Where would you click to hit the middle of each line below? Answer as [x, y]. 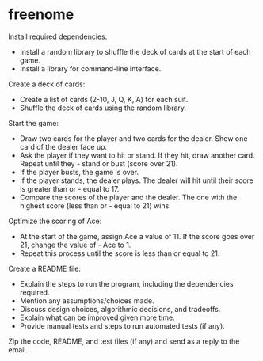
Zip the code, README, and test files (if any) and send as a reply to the [124, 341]
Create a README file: [45, 268]
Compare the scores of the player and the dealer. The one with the [128, 197]
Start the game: [34, 123]
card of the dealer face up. [63, 146]
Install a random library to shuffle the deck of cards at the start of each [135, 51]
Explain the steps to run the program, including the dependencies [126, 283]
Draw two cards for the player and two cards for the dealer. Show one [133, 138]
